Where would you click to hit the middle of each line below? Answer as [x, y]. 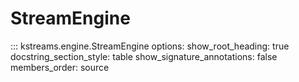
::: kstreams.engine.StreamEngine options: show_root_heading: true [150, 46]
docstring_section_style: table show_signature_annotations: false [144, 56]
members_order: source [60, 67]
